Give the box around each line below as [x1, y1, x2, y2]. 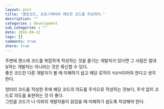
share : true [5, 44, 29, 48]
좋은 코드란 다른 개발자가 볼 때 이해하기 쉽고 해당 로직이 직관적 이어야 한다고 [5, 69, 147, 76]
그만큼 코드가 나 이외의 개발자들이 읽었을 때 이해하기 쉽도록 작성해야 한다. [5, 98, 145, 104]
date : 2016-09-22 [5, 30, 41, 35]
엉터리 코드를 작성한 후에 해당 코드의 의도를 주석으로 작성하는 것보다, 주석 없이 [5, 86, 154, 92]
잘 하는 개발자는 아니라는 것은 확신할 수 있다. [5, 64, 88, 69]
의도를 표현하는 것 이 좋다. [14, 92, 64, 98]
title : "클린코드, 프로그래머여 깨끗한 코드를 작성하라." [5, 12, 105, 17]
